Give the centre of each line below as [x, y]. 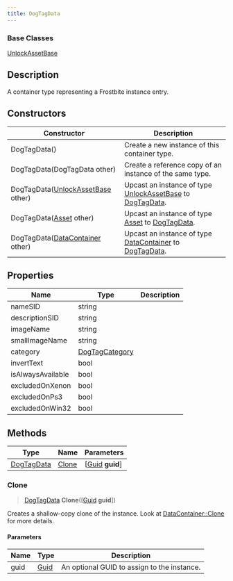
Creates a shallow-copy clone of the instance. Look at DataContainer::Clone [116, 514]
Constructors [37, 114]
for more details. [31, 521]
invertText [27, 363]
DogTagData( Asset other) [52, 218]
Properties [31, 275]
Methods [27, 433]
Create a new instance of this [172, 145]
